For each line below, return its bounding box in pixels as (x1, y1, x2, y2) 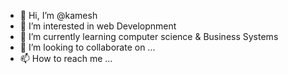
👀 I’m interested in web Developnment (19, 20, 177, 32)
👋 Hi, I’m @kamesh (19, 10, 98, 21)
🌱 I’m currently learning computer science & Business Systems (19, 31, 279, 42)
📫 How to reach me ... (19, 53, 113, 64)
